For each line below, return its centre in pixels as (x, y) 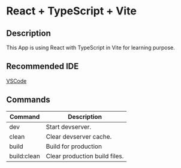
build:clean (25, 156)
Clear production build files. (85, 156)
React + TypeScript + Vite (71, 11)
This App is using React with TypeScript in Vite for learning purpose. (91, 47)
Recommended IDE (43, 66)
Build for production (74, 146)
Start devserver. (69, 127)
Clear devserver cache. (79, 136)
